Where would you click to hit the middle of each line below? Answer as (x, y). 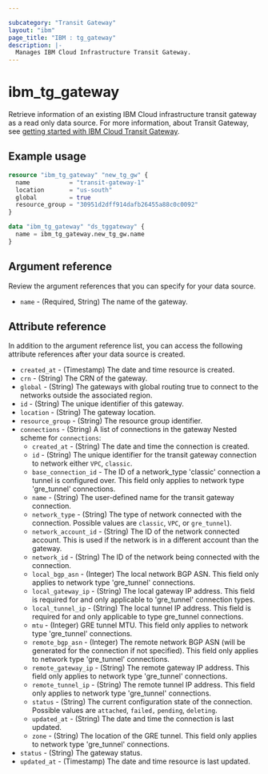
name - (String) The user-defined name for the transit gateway (133, 498)
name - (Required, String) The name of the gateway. (104, 301)
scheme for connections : (60, 438)
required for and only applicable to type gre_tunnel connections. (138, 617)
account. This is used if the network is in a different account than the (145, 540)
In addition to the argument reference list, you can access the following (125, 346)
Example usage (47, 157)
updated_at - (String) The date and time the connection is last (133, 719)
